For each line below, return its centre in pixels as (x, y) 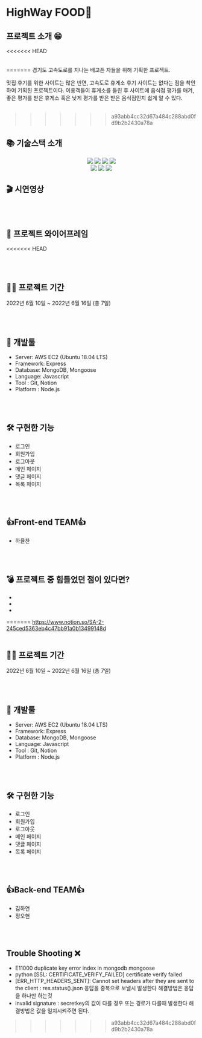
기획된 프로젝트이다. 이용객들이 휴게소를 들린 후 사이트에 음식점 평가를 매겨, (106, 90)
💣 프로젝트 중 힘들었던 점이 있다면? (68, 580)
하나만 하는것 (37, 995)
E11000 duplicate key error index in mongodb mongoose (85, 968)
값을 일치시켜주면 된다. (62, 1010)
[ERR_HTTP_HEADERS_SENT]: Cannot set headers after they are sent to (105, 981)
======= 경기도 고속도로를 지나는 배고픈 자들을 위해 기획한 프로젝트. (88, 70)
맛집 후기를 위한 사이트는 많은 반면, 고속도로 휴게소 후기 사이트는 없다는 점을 (96, 83)
